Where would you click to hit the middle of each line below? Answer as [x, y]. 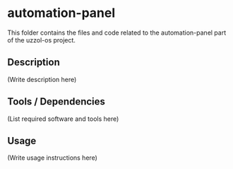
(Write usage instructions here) [52, 158]
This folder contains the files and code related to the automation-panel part [117, 33]
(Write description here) [42, 79]
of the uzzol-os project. [42, 40]
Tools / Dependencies [56, 101]
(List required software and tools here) [63, 119]
